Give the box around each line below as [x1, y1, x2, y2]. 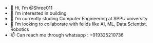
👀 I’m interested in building [10, 10, 67, 16]
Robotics [10, 26, 29, 32]
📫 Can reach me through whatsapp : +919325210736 [10, 32, 124, 38]
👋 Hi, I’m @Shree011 [10, 5, 53, 11]
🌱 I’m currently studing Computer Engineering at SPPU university [10, 16, 148, 21]
